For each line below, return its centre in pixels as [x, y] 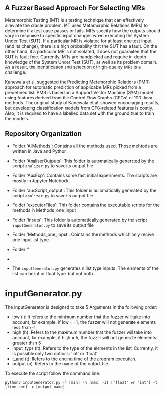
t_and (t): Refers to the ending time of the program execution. [74, 359]
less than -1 [24, 327]
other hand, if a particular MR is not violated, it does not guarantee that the [81, 51]
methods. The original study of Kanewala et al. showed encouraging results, [82, 102]
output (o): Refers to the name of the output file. [61, 363]
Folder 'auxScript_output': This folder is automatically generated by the [84, 190]
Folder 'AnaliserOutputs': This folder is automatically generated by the [83, 161]
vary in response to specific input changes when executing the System [77, 35]
